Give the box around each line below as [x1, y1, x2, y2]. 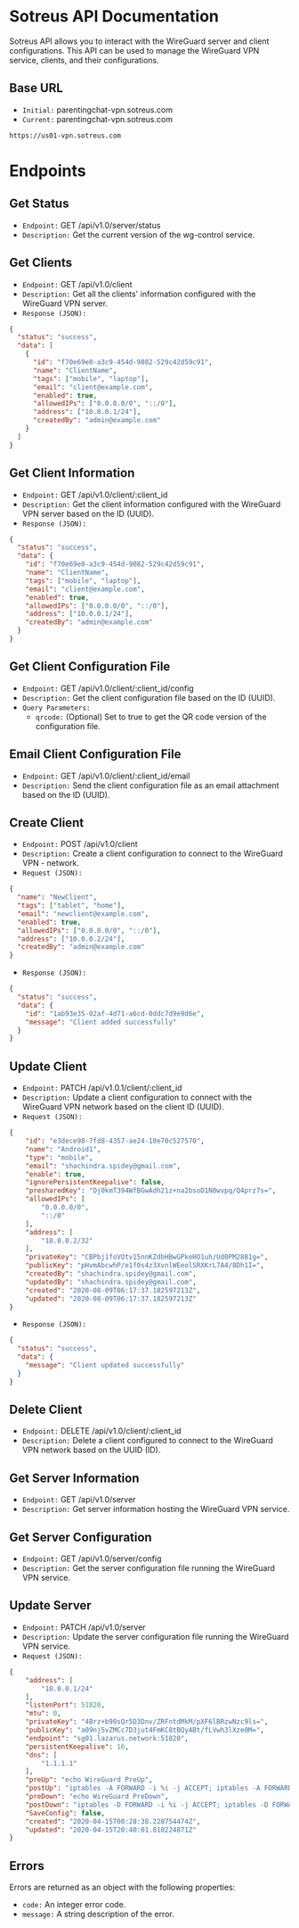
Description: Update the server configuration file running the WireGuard [21, 1631, 289, 1641]
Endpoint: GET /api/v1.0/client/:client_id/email [21, 770, 190, 781]
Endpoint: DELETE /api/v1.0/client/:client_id [21, 1425, 182, 1436]
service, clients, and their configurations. [9, 54, 160, 65]
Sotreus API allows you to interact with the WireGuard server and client [9, 36, 270, 46]
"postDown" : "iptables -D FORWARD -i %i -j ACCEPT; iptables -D [25, 1800, 269, 1809]
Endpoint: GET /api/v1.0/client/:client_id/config [21, 683, 194, 694]
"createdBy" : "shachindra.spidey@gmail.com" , [25, 1269, 198, 1278]
